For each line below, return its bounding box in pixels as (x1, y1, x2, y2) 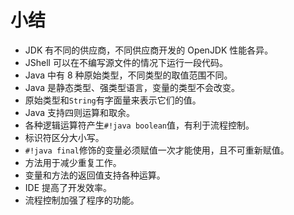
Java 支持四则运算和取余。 (24, 106, 136, 118)
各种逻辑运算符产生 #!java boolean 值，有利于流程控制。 (24, 119, 255, 131)
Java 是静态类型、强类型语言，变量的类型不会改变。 (24, 81, 241, 93)
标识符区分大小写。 (24, 131, 105, 143)
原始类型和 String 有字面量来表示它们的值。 (24, 94, 202, 106)
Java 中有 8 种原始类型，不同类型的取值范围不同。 (24, 69, 233, 81)
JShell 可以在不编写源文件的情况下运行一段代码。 (24, 56, 228, 68)
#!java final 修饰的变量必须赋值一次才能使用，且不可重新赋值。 (24, 144, 290, 156)
